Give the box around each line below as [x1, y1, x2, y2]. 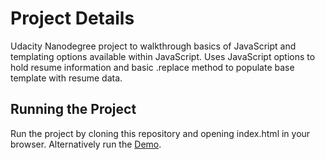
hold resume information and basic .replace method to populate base [10, 61, 295, 73]
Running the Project [10, 101, 137, 118]
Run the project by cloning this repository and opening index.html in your [10, 127, 311, 139]
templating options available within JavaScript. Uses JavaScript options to [10, 50, 316, 62]
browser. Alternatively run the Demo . [10, 138, 162, 150]
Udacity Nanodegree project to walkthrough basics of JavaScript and [10, 40, 297, 52]
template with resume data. [10, 72, 123, 84]
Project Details [10, 7, 135, 30]
